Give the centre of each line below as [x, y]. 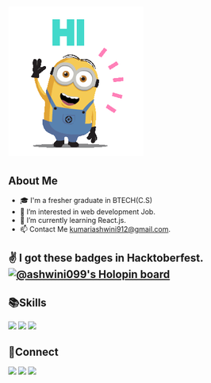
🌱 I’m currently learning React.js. [73, 220]
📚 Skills [27, 302]
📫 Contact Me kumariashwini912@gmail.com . [95, 229]
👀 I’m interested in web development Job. [88, 212]
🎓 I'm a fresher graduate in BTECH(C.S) [86, 200]
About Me [33, 180]
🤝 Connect [33, 352]
